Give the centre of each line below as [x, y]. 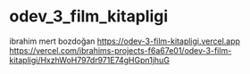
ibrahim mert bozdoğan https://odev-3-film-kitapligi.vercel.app [125, 41]
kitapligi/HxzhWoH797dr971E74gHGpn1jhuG [89, 60]
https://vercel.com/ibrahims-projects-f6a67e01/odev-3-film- [121, 50]
